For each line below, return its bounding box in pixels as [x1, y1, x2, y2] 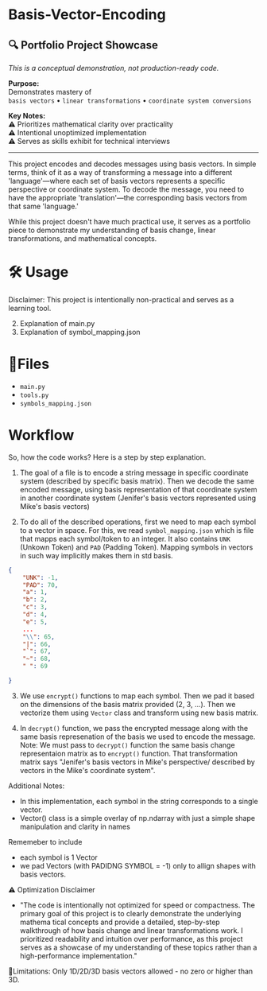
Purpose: [8, 79, 40, 88]
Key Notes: [8, 111, 46, 120]
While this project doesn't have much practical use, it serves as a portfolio [8, 217, 251, 226]
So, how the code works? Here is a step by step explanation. [8, 452, 207, 462]
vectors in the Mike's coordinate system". [19, 765, 156, 775]
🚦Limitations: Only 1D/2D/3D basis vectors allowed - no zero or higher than [8, 966, 253, 976]
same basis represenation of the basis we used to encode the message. [19, 732, 256, 741]
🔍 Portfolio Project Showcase [8, 38, 159, 52]
